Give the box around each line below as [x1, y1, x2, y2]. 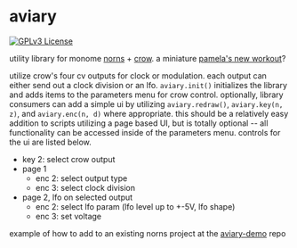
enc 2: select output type [35, 172, 128, 184]
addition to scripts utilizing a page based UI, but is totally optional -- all [9, 118, 269, 128]
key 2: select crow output [21, 153, 116, 164]
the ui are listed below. [9, 136, 92, 147]
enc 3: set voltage [35, 211, 102, 221]
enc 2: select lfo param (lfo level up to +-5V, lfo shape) [35, 201, 236, 211]
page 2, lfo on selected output [21, 192, 133, 203]
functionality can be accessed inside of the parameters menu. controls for [9, 127, 281, 137]
